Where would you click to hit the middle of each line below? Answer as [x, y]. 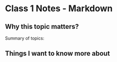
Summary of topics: [25, 38]
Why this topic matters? [42, 27]
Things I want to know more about [58, 53]
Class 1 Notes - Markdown [59, 9]
